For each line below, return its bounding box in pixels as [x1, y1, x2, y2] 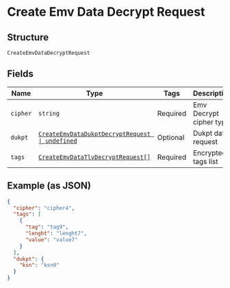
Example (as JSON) [7, 180, 91, 192]
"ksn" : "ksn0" [19, 262, 60, 269]
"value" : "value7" [25, 236, 78, 243]
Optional [157, 132, 185, 142]
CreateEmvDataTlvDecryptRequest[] [38, 153, 151, 161]
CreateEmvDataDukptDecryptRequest [38, 130, 151, 138]
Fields [7, 68, 34, 80]
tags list [192, 156, 218, 166]
